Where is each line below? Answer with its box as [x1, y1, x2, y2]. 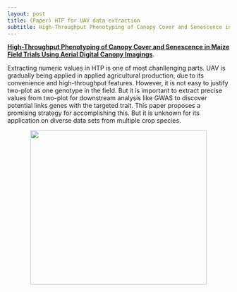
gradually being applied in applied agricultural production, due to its [7, 71, 205, 80]
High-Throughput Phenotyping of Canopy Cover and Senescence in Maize [7, 43, 230, 51]
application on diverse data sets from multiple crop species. [7, 116, 181, 125]
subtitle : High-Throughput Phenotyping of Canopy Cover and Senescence [7, 23, 222, 30]
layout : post [7, 10, 46, 18]
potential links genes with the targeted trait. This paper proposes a [7, 102, 201, 110]
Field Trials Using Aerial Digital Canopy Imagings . [7, 50, 155, 59]
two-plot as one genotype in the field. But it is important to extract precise [7, 86, 223, 95]
